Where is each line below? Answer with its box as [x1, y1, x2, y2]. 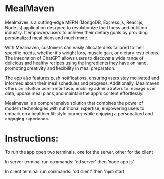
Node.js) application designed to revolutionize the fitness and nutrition [5, 24, 147, 30]
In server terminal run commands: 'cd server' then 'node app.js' [5, 158, 134, 165]
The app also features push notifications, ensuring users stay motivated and [5, 75, 160, 81]
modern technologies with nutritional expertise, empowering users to [5, 105, 145, 111]
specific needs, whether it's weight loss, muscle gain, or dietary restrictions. [5, 50, 160, 56]
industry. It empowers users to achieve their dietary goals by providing [5, 30, 148, 35]
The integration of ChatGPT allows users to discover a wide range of [5, 55, 144, 60]
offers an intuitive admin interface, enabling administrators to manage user [5, 85, 156, 91]
